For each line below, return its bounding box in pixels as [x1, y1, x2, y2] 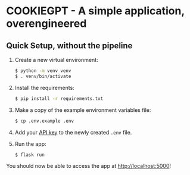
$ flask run [14, 152, 45, 158]
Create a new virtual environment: [14, 57, 98, 63]
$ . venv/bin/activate [14, 73, 71, 79]
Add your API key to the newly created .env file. [14, 129, 132, 136]
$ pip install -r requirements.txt [14, 95, 104, 102]
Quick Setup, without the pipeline [6, 40, 133, 51]
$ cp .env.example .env [14, 118, 74, 124]
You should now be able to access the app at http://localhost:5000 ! [6, 162, 172, 170]
